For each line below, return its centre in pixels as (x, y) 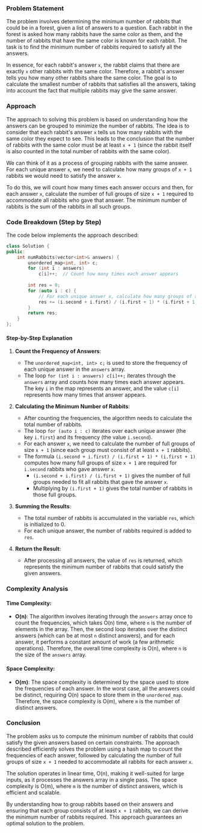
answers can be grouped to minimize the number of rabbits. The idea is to (98, 126)
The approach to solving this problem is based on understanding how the (97, 119)
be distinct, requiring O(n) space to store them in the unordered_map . (99, 695)
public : (16, 252)
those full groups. (55, 495)
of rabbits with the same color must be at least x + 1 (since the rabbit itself (99, 145)
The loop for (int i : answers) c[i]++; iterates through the (100, 376)
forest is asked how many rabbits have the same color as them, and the (95, 34)
